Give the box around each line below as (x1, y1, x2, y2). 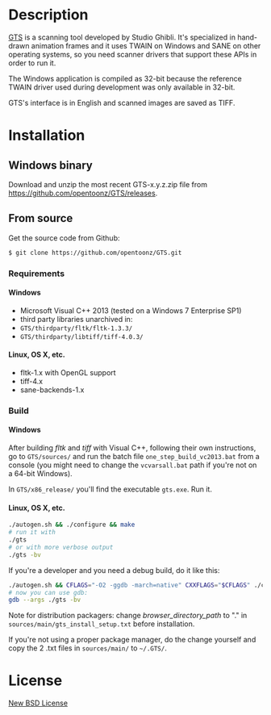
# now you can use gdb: (8, 588, 89, 596)
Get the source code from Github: (8, 232, 120, 243)
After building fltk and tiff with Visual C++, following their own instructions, (8, 443, 256, 453)
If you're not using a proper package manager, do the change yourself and (8, 635, 256, 645)
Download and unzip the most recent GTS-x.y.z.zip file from (8, 179, 208, 189)
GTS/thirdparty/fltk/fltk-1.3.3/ (19, 324, 133, 332)
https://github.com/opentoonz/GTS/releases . (8, 188, 158, 198)
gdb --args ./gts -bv (8, 596, 81, 604)
